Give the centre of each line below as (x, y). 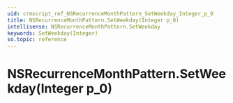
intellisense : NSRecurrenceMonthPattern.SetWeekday (84, 26)
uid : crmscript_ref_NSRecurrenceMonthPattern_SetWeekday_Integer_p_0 (111, 14)
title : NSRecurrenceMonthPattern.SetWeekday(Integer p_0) (93, 20)
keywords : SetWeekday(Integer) (53, 33)
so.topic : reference (37, 40)
